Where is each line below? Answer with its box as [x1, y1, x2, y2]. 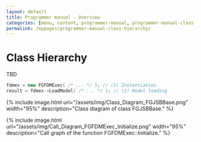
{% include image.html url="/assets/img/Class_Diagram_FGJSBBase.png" [6, 98, 188, 106]
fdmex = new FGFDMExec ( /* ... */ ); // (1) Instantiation [6, 82, 157, 88]
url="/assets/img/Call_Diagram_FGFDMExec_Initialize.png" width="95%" [6, 123, 187, 130]
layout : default [6, 8, 47, 15]
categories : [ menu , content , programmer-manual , [6, 20, 130, 26]
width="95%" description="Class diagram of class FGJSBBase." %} [6, 105, 174, 112]
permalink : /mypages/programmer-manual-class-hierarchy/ [6, 25, 151, 32]
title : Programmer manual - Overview [6, 14, 100, 20]
